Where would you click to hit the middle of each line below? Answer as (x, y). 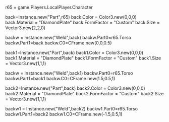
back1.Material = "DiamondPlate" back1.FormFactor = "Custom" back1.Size (83, 58)
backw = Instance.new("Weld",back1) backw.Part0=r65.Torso (69, 73)
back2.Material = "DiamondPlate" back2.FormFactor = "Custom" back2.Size (84, 94)
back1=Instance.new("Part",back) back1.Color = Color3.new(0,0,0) (74, 53)
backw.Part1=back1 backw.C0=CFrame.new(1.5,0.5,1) (60, 78)
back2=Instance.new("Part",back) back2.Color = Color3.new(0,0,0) (75, 88)
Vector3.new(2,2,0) (25, 28)
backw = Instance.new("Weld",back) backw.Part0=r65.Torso (68, 38)
